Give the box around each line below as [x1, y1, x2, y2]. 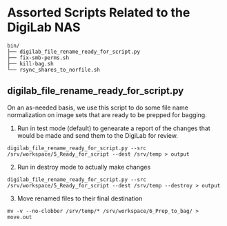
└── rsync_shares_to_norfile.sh [7, 66, 100, 73]
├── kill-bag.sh [7, 60, 54, 67]
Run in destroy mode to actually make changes [17, 163, 151, 171]
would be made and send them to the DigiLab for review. [17, 131, 178, 139]
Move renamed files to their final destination [17, 194, 143, 203]
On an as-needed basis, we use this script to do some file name [7, 103, 188, 112]
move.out [7, 214, 32, 220]
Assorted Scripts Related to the [7, 5, 190, 21]
